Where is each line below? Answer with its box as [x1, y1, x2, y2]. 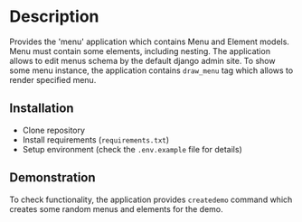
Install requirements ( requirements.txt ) [22, 134, 170, 145]
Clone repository [22, 125, 86, 135]
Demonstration [9, 170, 97, 186]
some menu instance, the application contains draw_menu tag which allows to [9, 65, 294, 76]
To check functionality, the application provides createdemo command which [9, 194, 293, 205]
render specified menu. [9, 74, 97, 85]
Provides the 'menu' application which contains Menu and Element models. [9, 36, 289, 47]
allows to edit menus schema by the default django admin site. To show [9, 55, 276, 66]
